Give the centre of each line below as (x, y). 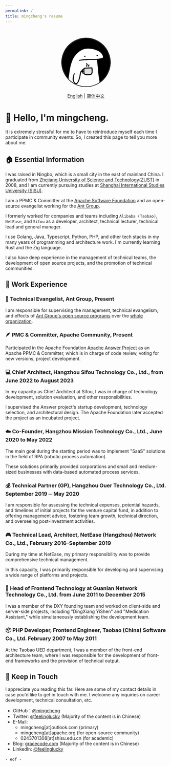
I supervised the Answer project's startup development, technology (76, 407)
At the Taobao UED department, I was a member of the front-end (74, 650)
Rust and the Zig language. (34, 248)
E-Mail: (20, 721)
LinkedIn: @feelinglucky (38, 749)
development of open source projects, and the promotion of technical (79, 263)
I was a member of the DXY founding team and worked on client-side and (83, 606)
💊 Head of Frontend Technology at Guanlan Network (71, 588)
